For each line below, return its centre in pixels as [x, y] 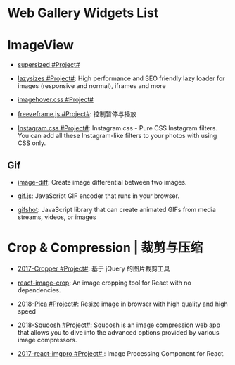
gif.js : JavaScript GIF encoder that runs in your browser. [98, 196]
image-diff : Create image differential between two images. [102, 182]
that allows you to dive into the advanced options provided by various [118, 332]
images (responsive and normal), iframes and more [92, 86]
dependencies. [39, 290]
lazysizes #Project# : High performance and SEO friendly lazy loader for [121, 78]
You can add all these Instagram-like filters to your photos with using [117, 136]
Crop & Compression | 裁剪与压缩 [105, 248]
